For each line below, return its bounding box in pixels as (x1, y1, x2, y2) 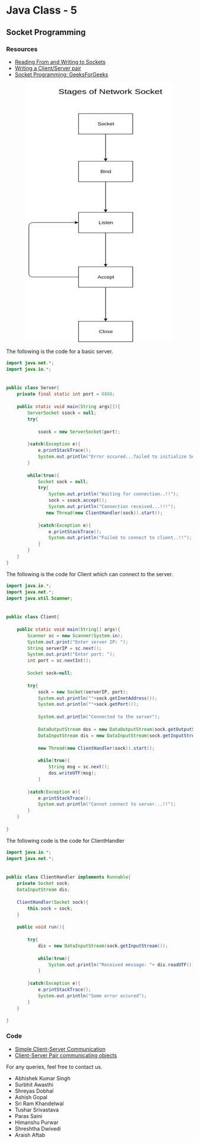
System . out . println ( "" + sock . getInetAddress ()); (37, 695, 158, 701)
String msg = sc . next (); (48, 764, 110, 770)
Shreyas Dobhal (14, 1087, 54, 1094)
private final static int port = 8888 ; (17, 391, 115, 397)
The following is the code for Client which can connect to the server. (6, 570, 174, 577)
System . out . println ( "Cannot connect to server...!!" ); (37, 801, 176, 807)
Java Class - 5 (6, 4, 78, 17)
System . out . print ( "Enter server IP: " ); (27, 639, 129, 645)
